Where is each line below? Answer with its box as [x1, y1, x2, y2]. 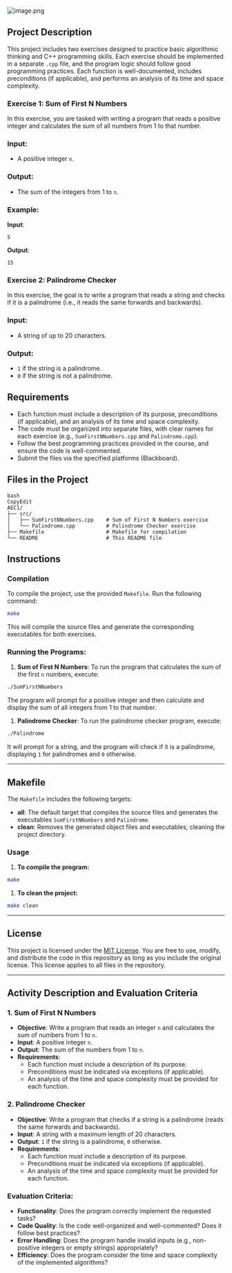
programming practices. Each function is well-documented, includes [7, 66, 202, 75]
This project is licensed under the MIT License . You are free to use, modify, [7, 946, 221, 954]
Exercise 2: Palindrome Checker [7, 275, 117, 284]
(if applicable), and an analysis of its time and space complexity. [17, 417, 200, 425]
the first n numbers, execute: [17, 670, 99, 679]
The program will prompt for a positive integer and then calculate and [7, 696, 205, 704]
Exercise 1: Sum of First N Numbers [7, 99, 128, 108]
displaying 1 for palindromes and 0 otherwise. [7, 750, 137, 759]
